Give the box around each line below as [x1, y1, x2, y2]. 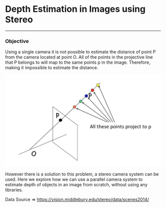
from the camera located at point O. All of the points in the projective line [5, 54, 153, 60]
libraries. [5, 187, 23, 193]
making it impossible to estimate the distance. [5, 65, 99, 71]
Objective [5, 38, 29, 44]
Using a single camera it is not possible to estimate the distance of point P [5, 49, 156, 55]
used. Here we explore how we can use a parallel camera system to [5, 176, 143, 182]
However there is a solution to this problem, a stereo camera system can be [5, 171, 159, 177]
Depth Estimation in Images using [5, 3, 146, 15]
